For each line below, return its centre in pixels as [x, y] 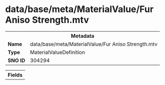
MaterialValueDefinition [57, 52]
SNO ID [17, 60]
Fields [15, 75]
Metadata [82, 36]
